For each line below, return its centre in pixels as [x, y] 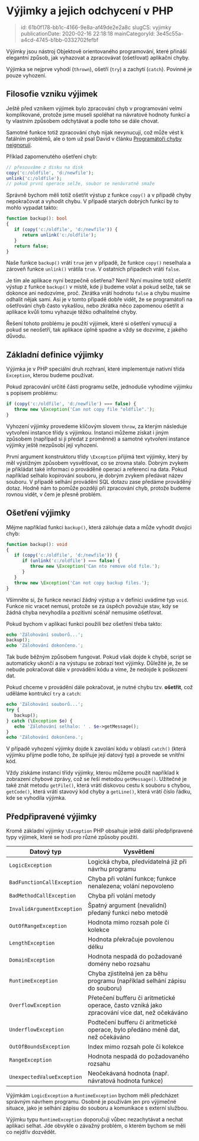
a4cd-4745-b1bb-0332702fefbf [60, 40]
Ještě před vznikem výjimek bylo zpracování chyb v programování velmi [94, 108]
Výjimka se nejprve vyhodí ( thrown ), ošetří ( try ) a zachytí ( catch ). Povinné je [99, 69]
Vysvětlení [139, 852]
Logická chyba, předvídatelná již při [137, 862]
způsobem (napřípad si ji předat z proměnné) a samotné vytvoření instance [98, 439]
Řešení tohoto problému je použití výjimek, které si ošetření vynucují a [91, 323]
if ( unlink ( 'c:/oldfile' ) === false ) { [71, 561]
